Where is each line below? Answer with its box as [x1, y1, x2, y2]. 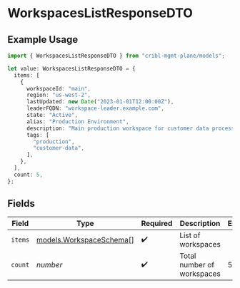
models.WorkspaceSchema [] [36, 235, 134, 245]
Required [141, 219, 173, 229]
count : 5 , [14, 171, 43, 178]
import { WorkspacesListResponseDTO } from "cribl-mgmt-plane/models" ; [7, 52, 225, 59]
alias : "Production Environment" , [26, 118, 130, 125]
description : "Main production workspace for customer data [26, 125, 209, 132]
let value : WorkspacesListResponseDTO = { [7, 65, 136, 72]
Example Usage [7, 34, 79, 46]
